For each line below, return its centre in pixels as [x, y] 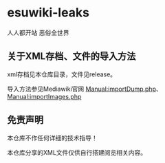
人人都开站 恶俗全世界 [38, 32]
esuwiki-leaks [48, 13]
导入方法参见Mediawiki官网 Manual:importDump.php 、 [85, 89]
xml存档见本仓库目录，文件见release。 [62, 74]
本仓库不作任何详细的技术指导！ [52, 138]
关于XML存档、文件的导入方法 [71, 56]
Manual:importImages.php [44, 96]
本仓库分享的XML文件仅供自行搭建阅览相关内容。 [77, 152]
